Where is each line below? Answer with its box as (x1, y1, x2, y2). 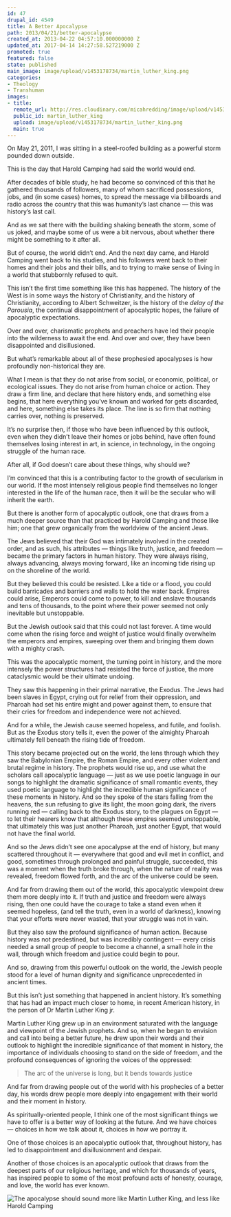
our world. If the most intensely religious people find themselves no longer (7, 481, 218, 490)
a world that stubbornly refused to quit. (7, 271, 118, 279)
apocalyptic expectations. (7, 313, 80, 322)
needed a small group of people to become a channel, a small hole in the (7, 943, 213, 951)
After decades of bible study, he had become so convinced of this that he (7, 178, 216, 187)
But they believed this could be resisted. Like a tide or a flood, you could (7, 580, 212, 588)
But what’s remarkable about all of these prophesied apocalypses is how (7, 355, 213, 363)
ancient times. (7, 978, 47, 986)
